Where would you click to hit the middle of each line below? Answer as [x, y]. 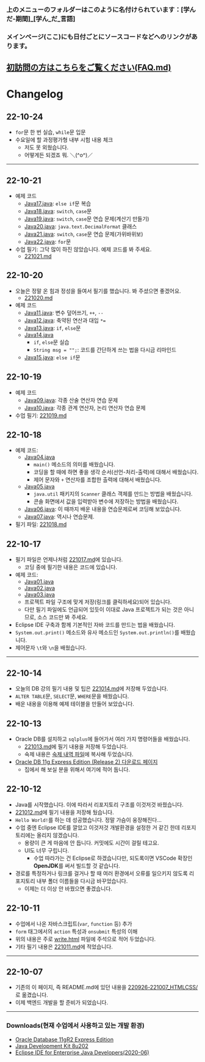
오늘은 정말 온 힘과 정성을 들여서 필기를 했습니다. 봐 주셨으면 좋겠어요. [98, 291]
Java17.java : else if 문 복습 [58, 203]
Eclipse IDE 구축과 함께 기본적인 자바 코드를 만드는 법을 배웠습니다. [95, 625]
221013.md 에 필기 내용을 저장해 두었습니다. [76, 746]
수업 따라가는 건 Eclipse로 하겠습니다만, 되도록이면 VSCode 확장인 [113, 858]
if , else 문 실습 [51, 342]
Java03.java [39, 595]
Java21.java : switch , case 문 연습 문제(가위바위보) [84, 234]
